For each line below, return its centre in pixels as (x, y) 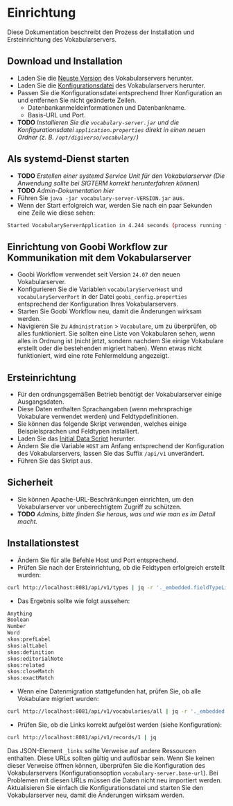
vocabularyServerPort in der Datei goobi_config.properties (102, 297)
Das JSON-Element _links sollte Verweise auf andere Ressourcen (102, 750)
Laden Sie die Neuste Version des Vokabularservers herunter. (105, 78)
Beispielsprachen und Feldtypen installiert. (78, 431)
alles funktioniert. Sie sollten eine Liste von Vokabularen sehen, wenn (116, 334)
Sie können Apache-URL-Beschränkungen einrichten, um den (105, 499)
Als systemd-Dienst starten (68, 159)
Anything (20, 614)
